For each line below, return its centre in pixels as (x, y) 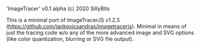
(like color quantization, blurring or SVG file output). (70, 39)
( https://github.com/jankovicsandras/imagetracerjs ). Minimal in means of (96, 26)
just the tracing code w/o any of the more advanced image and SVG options (100, 33)
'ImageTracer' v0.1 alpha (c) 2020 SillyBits (58, 9)
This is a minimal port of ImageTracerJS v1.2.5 (63, 20)
